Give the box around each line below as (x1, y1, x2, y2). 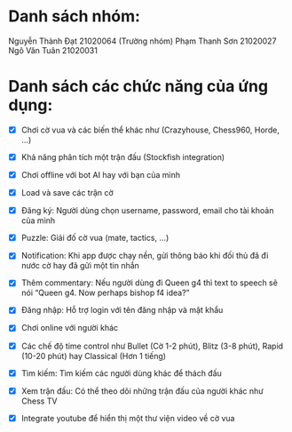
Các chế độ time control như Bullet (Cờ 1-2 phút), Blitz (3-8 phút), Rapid (20, 340, 284, 351)
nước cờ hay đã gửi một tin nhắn (20, 260, 139, 271)
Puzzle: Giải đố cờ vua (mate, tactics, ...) (20, 233, 170, 244)
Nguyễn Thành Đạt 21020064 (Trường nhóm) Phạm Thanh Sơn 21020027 (8, 36, 277, 46)
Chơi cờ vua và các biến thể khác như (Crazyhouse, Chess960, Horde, (20, 124, 280, 135)
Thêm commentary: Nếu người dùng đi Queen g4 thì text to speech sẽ (20, 277, 279, 288)
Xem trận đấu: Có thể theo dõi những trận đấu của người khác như (20, 385, 264, 396)
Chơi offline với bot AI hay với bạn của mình (20, 170, 181, 180)
